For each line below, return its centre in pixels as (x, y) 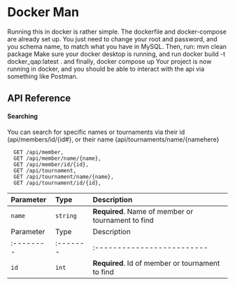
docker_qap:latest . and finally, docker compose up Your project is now (109, 61)
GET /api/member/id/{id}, (51, 164)
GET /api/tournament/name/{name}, (64, 177)
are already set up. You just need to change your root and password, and (113, 39)
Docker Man (43, 12)
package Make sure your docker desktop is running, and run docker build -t (116, 54)
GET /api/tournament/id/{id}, (57, 183)
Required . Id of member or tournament (156, 263)
